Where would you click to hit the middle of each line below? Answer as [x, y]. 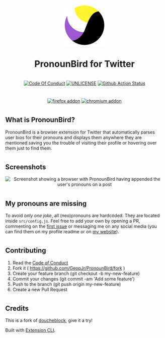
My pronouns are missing [46, 203]
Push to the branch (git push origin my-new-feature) [67, 284]
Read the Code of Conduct [40, 262]
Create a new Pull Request [40, 289]
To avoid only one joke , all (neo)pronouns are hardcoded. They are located [82, 215]
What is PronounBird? [40, 120]
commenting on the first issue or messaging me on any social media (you [81, 226]
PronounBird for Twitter [85, 64]
